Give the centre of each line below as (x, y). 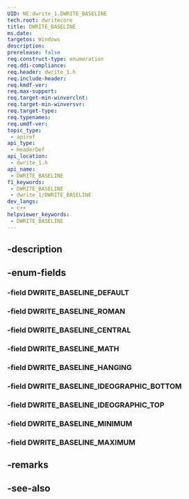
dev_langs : (23, 202)
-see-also (29, 489)
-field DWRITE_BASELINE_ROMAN (66, 312)
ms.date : (20, 33)
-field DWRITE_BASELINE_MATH (63, 349)
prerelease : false (34, 53)
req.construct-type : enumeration (56, 59)
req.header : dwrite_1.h (42, 72)
